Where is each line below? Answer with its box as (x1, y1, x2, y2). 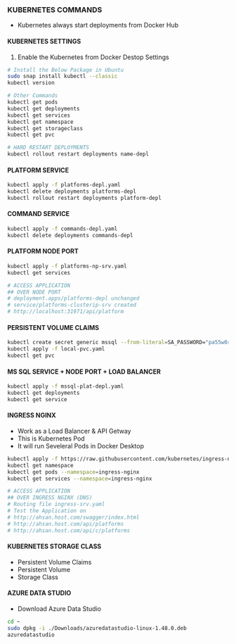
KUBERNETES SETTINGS (7, 37, 81, 45)
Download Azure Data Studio (17, 605, 102, 613)
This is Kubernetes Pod (17, 434, 86, 443)
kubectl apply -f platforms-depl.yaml (7, 182, 121, 189)
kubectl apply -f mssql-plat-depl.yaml (7, 383, 124, 390)
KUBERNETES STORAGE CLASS (7, 542, 102, 550)
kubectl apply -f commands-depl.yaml (7, 225, 118, 233)
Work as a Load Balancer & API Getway (17, 427, 131, 435)
